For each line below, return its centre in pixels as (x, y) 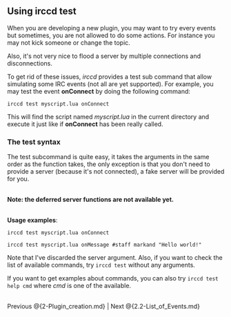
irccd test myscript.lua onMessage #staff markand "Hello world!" (104, 245)
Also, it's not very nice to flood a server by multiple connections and (104, 56)
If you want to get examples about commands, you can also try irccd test (113, 278)
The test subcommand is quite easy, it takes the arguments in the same (108, 157)
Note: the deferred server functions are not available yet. (91, 200)
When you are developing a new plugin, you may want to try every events (111, 28)
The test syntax (34, 142)
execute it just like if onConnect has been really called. (85, 124)
